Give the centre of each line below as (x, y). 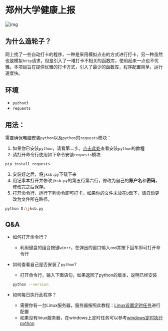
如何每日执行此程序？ (34, 295)
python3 (20, 103)
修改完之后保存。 (30, 187)
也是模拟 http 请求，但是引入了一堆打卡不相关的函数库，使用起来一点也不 (80, 60)
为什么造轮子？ (28, 41)
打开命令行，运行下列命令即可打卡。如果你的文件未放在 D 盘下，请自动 (83, 193)
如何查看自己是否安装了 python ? (44, 264)
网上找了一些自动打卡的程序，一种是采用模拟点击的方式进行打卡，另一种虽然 (84, 54)
